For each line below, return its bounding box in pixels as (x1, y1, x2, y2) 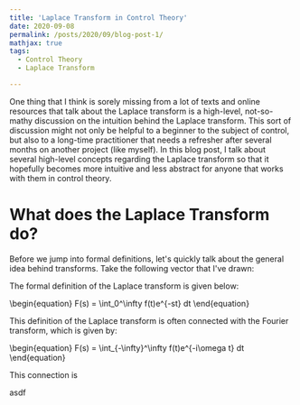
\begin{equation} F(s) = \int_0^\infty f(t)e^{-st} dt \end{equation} (9, 298, 250, 308)
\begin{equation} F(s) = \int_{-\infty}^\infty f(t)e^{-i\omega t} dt (9, 342, 245, 353)
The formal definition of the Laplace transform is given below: (9, 281, 239, 291)
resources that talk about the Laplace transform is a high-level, (9, 106, 244, 116)
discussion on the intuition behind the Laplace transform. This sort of (34, 115, 292, 126)
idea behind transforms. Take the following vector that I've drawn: (9, 262, 255, 273)
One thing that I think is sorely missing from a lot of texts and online (9, 96, 260, 106)
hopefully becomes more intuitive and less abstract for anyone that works (9, 163, 284, 174)
